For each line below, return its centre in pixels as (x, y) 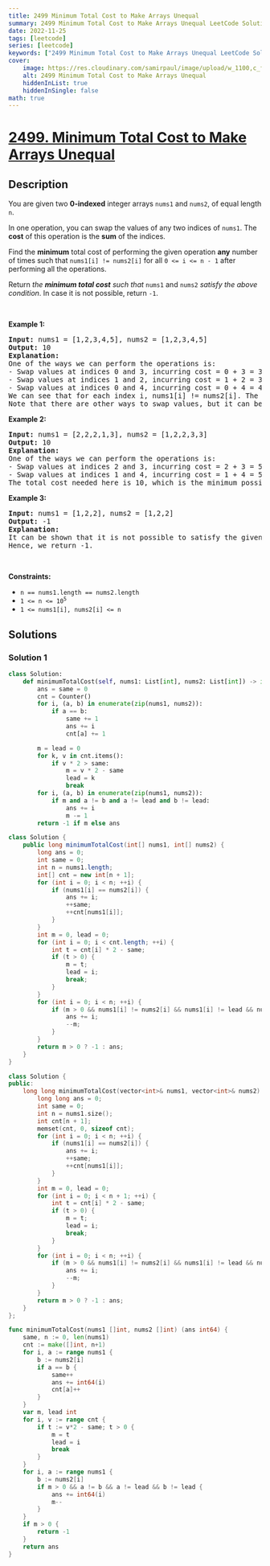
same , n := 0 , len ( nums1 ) (66, 1338)
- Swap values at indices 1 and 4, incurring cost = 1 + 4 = (131, 475)
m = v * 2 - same (95, 771)
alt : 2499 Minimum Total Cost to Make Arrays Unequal (115, 76)
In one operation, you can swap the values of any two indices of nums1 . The (133, 228)
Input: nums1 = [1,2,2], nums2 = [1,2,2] (91, 514)
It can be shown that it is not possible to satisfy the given (135, 538)
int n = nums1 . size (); (75, 1113)
